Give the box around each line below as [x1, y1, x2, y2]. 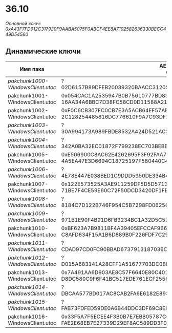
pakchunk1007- [8, 180, 49, 188]
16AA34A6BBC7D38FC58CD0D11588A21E [61, 98, 170, 106]
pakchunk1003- [8, 121, 49, 129]
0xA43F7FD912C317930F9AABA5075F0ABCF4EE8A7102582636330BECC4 [5, 26, 166, 32]
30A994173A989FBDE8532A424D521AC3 [61, 128, 169, 135]
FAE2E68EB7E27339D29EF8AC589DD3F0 [61, 319, 167, 326]
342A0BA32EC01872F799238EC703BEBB [61, 142, 168, 150]
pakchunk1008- [8, 195, 49, 202]
